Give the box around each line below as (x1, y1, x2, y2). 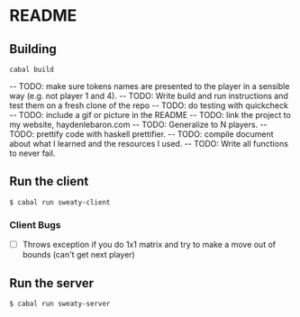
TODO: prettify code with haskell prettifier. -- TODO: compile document (9, 129, 274, 140)
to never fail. (9, 148, 56, 158)
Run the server (9, 276, 95, 291)
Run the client (9, 174, 89, 189)
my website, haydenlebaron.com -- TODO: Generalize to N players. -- (9, 119, 268, 130)
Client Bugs (9, 218, 61, 231)
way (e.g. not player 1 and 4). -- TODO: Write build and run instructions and (9, 91, 288, 101)
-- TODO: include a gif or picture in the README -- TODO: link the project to (9, 110, 291, 120)
